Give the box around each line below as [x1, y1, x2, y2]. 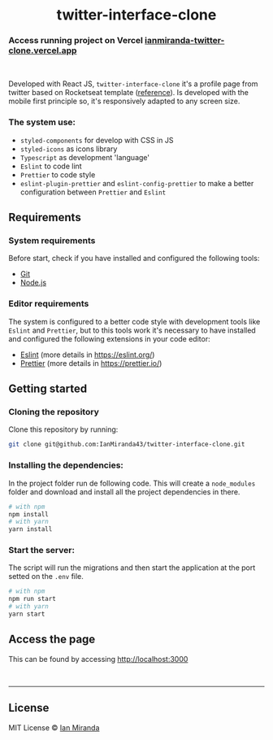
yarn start [8, 610, 45, 619]
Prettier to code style [19, 169, 96, 180]
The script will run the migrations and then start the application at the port [8, 563, 256, 572]
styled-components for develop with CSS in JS [19, 135, 174, 145]
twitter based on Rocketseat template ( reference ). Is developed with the [8, 88, 249, 98]
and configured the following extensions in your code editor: [8, 333, 210, 343]
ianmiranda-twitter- [145, 35, 225, 46]
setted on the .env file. [8, 572, 84, 581]
